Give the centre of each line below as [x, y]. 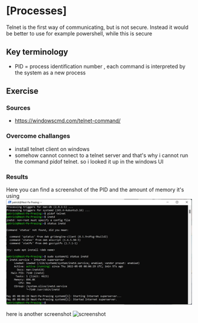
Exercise [22, 91]
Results [17, 177]
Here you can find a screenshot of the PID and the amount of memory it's [95, 190]
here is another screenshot [39, 314]
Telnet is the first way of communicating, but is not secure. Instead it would [97, 27]
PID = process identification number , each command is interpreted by [100, 66]
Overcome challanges [38, 136]
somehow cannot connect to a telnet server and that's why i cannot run [101, 155]
